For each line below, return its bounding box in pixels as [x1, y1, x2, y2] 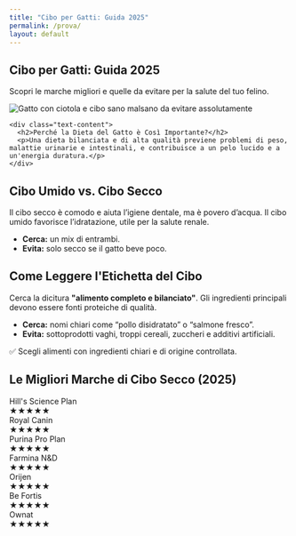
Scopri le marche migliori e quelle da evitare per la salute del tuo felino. [9, 86, 269, 97]
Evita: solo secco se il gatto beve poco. [21, 244, 167, 253]
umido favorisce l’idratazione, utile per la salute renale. [9, 217, 210, 227]
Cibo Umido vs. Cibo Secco [9, 183, 163, 198]
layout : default [9, 29, 69, 38]
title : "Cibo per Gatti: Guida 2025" [9, 12, 149, 22]
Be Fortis [9, 490, 43, 500]
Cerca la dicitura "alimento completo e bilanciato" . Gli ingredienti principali [9, 292, 287, 303]
